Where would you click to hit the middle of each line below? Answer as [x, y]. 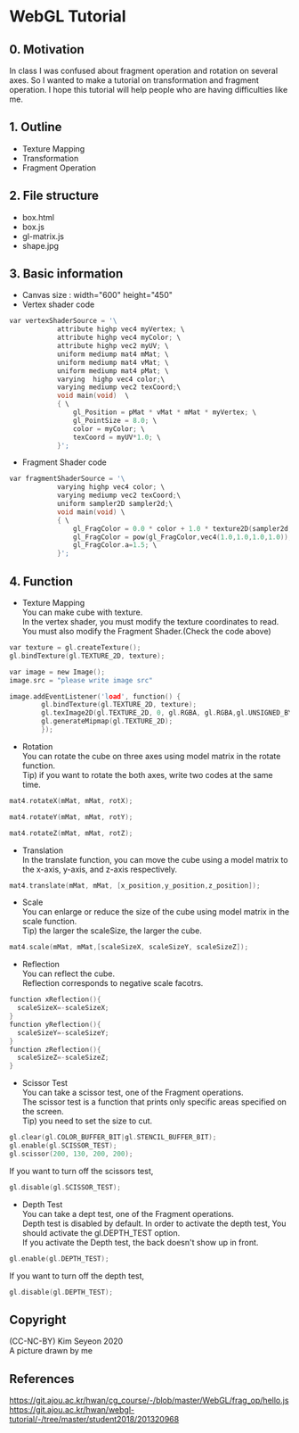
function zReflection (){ [55, 1049]
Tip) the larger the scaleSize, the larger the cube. [112, 931]
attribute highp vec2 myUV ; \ [113, 346]
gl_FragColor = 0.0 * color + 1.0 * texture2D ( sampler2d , [182, 528]
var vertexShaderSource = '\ [63, 321]
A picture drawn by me [51, 1351]
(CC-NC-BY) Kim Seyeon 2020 [66, 1341]
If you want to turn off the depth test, [77, 1276]
